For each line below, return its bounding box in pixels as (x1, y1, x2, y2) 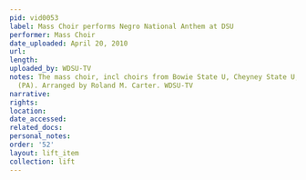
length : (9, 55, 39, 65)
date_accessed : (9, 115, 67, 124)
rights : (9, 97, 39, 107)
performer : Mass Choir (9, 30, 96, 39)
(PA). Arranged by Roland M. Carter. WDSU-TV (17, 81, 194, 90)
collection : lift (9, 156, 76, 166)
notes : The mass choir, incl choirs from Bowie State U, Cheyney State (9, 73, 287, 82)
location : (9, 106, 47, 115)
